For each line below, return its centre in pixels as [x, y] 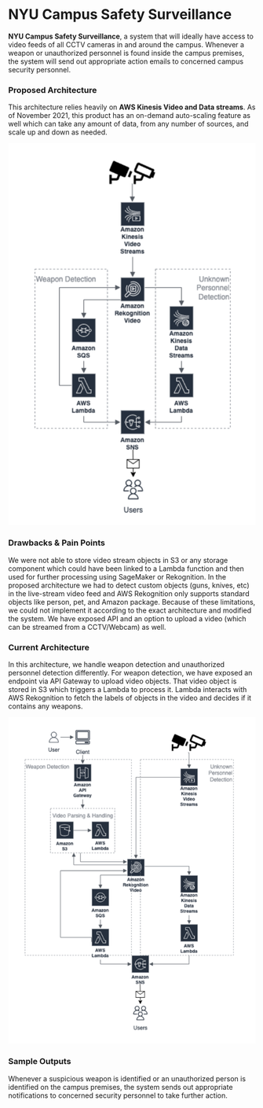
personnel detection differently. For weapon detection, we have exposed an [130, 673]
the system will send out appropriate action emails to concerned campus [126, 61]
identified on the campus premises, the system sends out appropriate [121, 1087]
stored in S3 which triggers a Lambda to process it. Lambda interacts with [128, 690]
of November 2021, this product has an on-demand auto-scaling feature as [130, 116]
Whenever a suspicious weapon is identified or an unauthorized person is [127, 1078]
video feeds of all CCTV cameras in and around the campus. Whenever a [126, 44]
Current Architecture [49, 647]
